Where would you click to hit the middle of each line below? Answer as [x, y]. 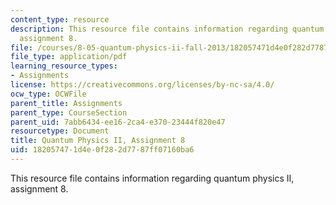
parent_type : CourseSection [69, 112]
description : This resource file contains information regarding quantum [167, 29]
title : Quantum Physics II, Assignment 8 [98, 141]
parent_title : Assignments [66, 103]
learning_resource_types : [64, 66]
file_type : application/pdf [69, 57]
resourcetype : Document [60, 131]
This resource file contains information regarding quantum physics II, [152, 178]
